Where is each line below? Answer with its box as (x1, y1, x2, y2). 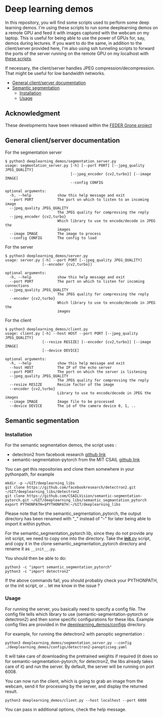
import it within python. (5, 521, 52, 527)
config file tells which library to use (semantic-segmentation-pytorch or (5, 611, 148, 617)
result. (5, 688, 18, 694)
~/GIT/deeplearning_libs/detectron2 (5, 489, 79, 495)
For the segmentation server (5, 149, 62, 155)
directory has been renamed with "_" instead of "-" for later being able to (5, 516, 151, 522)
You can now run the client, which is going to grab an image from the (5, 678, 144, 684)
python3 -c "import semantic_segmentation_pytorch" (5, 565, 112, 570)
